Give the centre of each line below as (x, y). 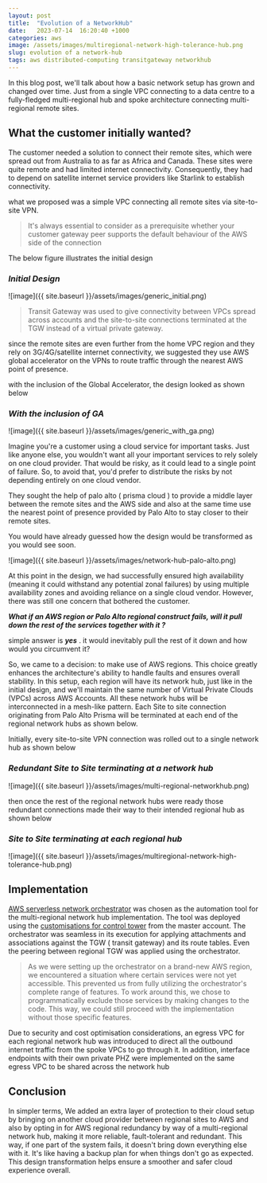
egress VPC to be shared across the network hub (89, 1066)
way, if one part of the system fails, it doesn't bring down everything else (128, 1145)
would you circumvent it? (49, 649)
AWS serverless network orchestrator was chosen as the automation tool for (133, 908)
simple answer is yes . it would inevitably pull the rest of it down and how (128, 640)
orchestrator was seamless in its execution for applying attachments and (127, 934)
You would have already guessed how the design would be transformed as (130, 537)
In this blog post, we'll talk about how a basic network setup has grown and (132, 82)
